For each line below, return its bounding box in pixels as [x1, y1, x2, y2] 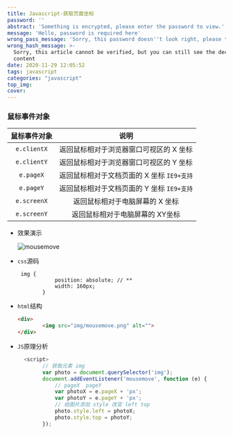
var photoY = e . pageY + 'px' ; [54, 394, 142, 402]
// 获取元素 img [42, 362, 85, 370]
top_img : [7, 81, 33, 88]
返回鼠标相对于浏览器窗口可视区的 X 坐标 [59, 145, 193, 155]
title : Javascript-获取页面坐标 [7, 10, 95, 17]
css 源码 [17, 257, 40, 266]
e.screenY [15, 210, 48, 218]
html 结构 [17, 302, 43, 311]
